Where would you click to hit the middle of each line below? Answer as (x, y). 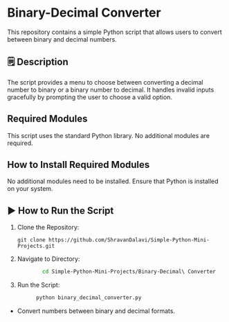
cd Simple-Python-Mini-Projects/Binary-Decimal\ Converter (129, 272)
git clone (31, 240)
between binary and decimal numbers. (62, 39)
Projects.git (36, 246)
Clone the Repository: (48, 228)
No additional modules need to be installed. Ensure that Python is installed (113, 181)
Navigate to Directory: (48, 259)
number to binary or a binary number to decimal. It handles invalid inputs (111, 90)
